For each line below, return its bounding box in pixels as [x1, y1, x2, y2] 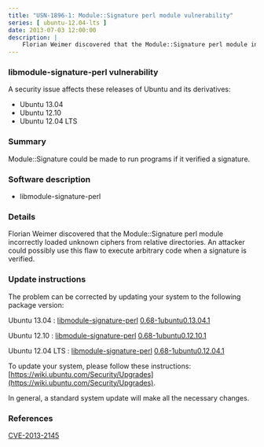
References [8, 412, 53, 423]
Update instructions [8, 274, 86, 285]
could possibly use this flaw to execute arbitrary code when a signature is [8, 246, 247, 256]
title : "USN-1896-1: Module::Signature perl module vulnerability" [8, 11, 234, 20]
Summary [8, 136, 47, 147]
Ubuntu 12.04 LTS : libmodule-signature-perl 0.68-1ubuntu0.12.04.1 [8, 345, 225, 355]
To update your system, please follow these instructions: [8, 361, 191, 371]
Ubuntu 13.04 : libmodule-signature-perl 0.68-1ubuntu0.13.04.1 [8, 316, 211, 325]
